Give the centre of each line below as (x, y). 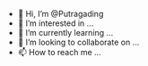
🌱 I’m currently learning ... (65, 33)
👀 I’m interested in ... (56, 23)
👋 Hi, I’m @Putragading (61, 14)
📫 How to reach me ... (59, 52)
